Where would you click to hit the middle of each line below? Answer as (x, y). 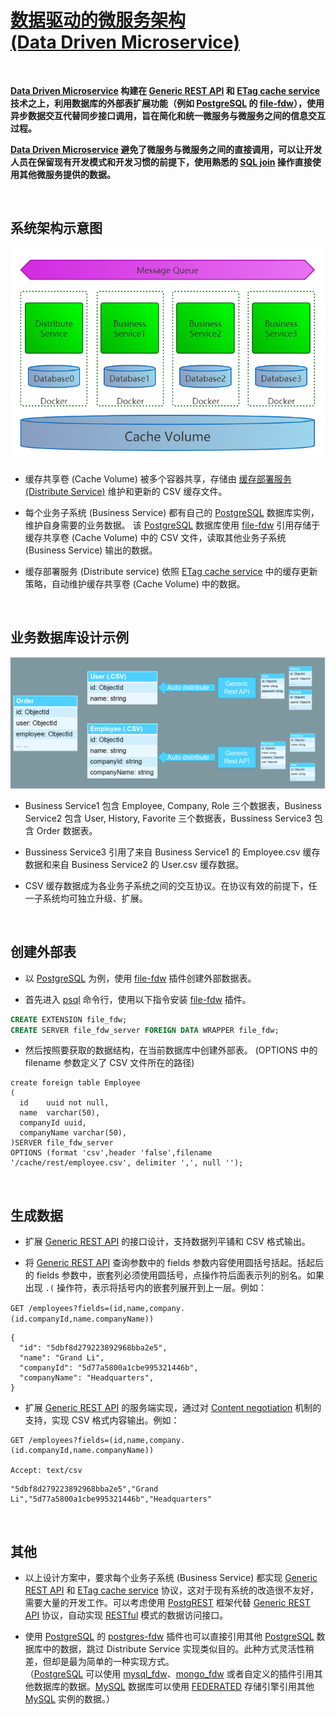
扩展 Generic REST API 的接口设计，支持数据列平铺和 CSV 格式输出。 (167, 1242)
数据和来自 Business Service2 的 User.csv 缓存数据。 (134, 864)
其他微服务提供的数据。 (67, 174)
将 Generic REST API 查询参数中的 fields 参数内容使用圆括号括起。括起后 (174, 1263)
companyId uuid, (53, 1123)
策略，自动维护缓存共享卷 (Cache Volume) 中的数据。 (135, 583)
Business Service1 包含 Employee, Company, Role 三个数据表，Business (173, 805)
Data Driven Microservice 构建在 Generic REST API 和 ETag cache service (165, 90)
